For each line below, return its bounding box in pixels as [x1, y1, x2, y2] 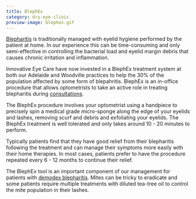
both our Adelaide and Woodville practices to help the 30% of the [6, 71, 164, 79]
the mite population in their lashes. [6, 187, 90, 194]
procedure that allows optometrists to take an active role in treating [6, 84, 168, 91]
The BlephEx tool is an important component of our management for [6, 168, 171, 175]
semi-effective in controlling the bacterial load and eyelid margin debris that [6, 48, 189, 55]
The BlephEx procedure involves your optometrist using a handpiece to [6, 102, 177, 109]
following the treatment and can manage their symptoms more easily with [6, 144, 183, 151]
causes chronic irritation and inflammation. [6, 54, 109, 61]
